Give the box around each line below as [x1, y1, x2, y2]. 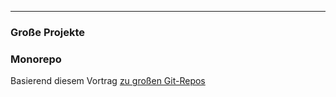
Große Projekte [10, 25, 86, 39]
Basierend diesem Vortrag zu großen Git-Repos [10, 75, 206, 87]
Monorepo [10, 52, 62, 66]
